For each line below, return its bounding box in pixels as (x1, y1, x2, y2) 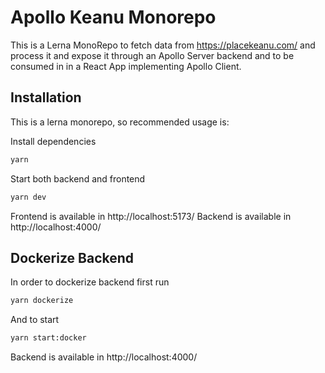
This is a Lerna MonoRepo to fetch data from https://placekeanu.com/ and (10, 39, 316, 51)
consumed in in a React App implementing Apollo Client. (10, 60, 242, 72)
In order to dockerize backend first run (10, 276, 170, 288)
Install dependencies (10, 135, 97, 147)
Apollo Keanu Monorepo (10, 6, 217, 29)
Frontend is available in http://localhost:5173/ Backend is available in (10, 210, 292, 222)
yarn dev (10, 192, 47, 202)
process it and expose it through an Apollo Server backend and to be (10, 49, 295, 61)
